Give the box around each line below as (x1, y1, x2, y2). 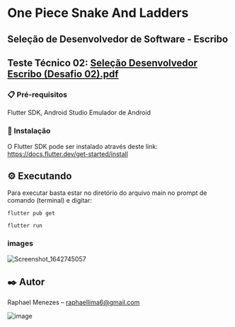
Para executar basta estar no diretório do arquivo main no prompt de (7, 189, 207, 197)
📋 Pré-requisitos (7, 90, 67, 100)
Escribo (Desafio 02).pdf (7, 68, 119, 80)
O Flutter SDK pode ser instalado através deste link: (7, 142, 158, 150)
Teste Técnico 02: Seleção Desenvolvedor (7, 57, 198, 69)
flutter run (7, 222, 42, 230)
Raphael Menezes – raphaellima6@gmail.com (7, 298, 140, 307)
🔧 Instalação (7, 126, 51, 136)
